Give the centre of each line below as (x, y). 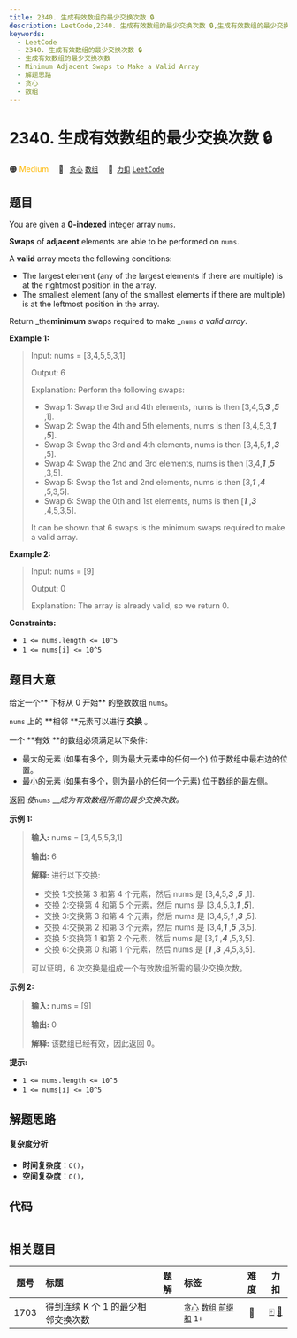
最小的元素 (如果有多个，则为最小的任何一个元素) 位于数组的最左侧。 (147, 781)
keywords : (27, 34)
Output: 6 (48, 373)
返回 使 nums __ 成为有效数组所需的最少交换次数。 (96, 800)
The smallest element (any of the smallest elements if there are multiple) (153, 295)
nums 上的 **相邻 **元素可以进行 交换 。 (81, 722)
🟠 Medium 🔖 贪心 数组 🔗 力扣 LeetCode (87, 169)
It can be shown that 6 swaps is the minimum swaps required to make (158, 528)
